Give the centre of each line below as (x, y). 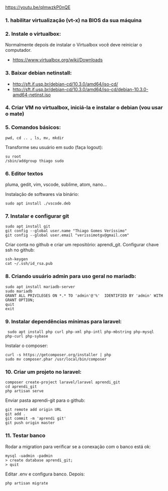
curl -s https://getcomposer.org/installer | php (58, 355)
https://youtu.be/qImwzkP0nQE (38, 7)
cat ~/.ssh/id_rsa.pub (29, 264)
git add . (16, 414)
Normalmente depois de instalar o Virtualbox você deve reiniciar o (74, 45)
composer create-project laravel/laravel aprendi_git (63, 382)
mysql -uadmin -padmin (29, 456)
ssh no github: (20, 250)
